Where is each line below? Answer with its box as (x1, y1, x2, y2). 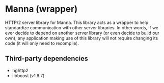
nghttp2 (12, 67, 28, 73)
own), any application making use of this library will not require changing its (5, 35, 158, 41)
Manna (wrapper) (5, 3, 78, 15)
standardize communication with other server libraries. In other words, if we (5, 24, 159, 30)
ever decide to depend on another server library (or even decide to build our (5, 30, 160, 36)
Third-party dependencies (5, 55, 88, 63)
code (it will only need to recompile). (5, 40, 79, 46)
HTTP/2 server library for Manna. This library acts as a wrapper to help (5, 20, 149, 25)
